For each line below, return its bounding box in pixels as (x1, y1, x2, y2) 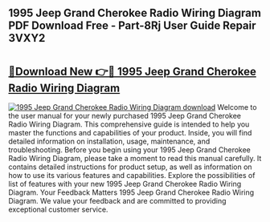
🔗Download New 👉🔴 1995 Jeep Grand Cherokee (8, 64, 257, 79)
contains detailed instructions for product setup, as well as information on (8, 162, 252, 172)
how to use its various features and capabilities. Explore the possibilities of (8, 171, 256, 180)
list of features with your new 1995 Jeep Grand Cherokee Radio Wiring (8, 180, 242, 188)
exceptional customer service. (8, 204, 108, 214)
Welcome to (217, 103, 257, 111)
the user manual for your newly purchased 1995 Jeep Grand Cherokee (8, 111, 241, 120)
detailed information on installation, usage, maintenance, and (8, 136, 211, 146)
